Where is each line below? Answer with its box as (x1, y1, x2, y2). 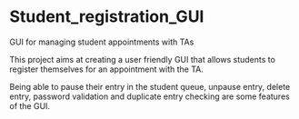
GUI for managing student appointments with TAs (9, 36, 194, 47)
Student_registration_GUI (9, 6, 204, 27)
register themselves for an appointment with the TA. (9, 64, 204, 74)
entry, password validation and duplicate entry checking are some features (9, 91, 291, 102)
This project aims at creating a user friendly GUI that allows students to (9, 54, 275, 64)
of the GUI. (9, 100, 51, 111)
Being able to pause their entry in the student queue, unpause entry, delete (9, 81, 291, 92)
